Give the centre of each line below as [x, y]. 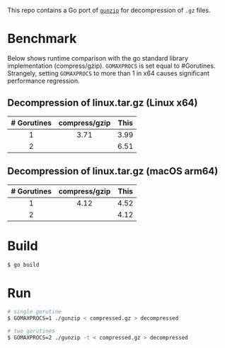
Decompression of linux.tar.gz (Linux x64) [103, 103]
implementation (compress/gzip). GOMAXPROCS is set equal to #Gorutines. [111, 66]
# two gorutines [31, 331]
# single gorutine [34, 312]
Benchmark [42, 39]
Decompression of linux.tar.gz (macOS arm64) [113, 171]
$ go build [23, 265]
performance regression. [44, 80]
